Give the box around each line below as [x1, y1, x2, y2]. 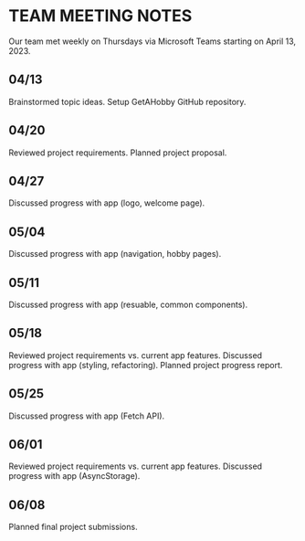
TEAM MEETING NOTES [8, 5, 193, 27]
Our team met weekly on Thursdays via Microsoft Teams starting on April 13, [8, 36, 297, 47]
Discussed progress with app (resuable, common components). [8, 299, 248, 310]
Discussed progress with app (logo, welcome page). [8, 197, 205, 208]
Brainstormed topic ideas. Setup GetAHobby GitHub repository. [8, 96, 247, 107]
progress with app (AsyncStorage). [8, 471, 141, 482]
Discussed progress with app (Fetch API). [8, 410, 165, 421]
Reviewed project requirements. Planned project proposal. [8, 147, 227, 158]
